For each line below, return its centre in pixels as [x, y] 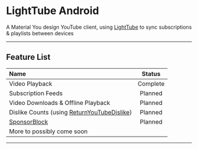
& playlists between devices [40, 33]
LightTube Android [52, 11]
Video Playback [31, 83]
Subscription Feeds [36, 93]
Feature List [28, 57]
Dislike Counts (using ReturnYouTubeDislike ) [71, 112]
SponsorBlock [29, 121]
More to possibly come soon [49, 131]
